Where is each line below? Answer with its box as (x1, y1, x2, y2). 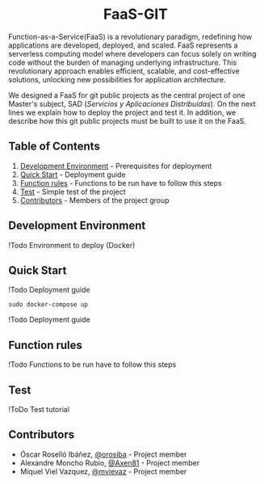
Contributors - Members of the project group (19, 195, 170, 205)
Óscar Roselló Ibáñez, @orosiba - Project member (19, 449, 187, 459)
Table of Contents (8, 140, 101, 154)
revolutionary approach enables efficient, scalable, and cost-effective (8, 65, 240, 76)
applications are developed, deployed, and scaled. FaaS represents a (8, 40, 238, 50)
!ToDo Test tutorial (8, 405, 70, 414)
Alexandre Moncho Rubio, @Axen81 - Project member (19, 457, 200, 468)
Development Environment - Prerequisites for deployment (19, 161, 212, 170)
